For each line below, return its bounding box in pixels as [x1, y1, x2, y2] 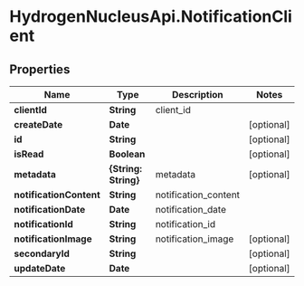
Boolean [109, 148, 146, 160]
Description [171, 89, 223, 100]
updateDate [14, 262, 66, 274]
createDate [14, 119, 63, 130]
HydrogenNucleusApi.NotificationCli [9, 6, 292, 27]
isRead [14, 148, 44, 160]
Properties [9, 62, 71, 77]
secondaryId [14, 247, 71, 260]
